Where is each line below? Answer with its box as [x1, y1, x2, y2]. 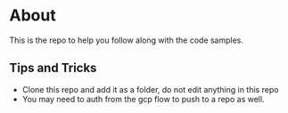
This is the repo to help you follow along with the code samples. [9, 35, 243, 45]
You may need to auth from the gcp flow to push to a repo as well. [21, 93, 265, 104]
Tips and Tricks [9, 61, 97, 76]
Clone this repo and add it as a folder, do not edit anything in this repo [21, 84, 279, 94]
